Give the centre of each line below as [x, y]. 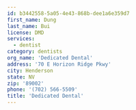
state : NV [21, 77]
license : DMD [26, 32]
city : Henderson [30, 70]
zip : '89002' [26, 83]
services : [21, 39]
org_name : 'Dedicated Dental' [50, 58]
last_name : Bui [29, 26]
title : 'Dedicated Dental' [45, 96]
